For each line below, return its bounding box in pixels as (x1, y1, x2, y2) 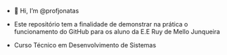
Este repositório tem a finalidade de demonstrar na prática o (13, 20, 188, 28)
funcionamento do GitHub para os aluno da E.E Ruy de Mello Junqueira (13, 28, 220, 36)
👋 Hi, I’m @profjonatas (13, 7, 79, 15)
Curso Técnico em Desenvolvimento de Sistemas (13, 41, 157, 49)
